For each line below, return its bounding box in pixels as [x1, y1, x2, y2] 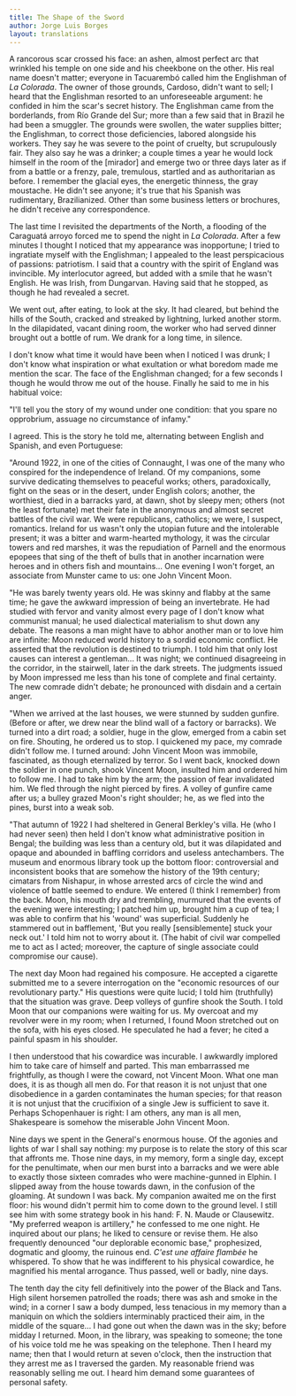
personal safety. [9, 1377, 68, 1388]
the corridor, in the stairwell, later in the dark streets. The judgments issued [9, 663, 283, 674]
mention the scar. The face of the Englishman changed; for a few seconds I [9, 368, 283, 379]
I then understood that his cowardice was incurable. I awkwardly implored [9, 1051, 278, 1062]
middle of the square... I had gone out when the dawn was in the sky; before [9, 1321, 287, 1331]
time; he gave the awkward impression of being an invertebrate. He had [9, 597, 270, 607]
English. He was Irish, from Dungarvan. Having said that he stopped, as [9, 278, 269, 289]
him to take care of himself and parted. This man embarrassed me [9, 1060, 250, 1071]
